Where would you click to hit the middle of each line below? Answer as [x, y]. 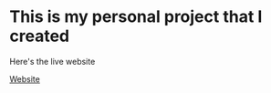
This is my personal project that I [136, 17]
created [40, 36]
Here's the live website [52, 61]
